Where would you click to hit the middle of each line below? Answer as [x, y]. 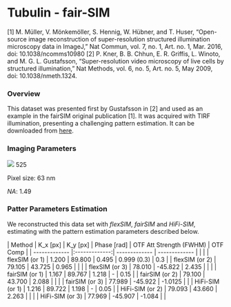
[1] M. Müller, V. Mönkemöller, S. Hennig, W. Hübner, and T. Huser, [101, 32]
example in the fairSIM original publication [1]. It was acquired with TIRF [109, 116]
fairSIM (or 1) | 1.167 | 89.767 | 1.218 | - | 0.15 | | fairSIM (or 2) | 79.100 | [106, 274]
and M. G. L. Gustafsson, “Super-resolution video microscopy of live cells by [115, 61]
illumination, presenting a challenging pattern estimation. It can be [101, 123]
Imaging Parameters [42, 148]
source [17, 39]
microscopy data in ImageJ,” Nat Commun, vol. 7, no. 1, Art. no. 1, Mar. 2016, [115, 46]
